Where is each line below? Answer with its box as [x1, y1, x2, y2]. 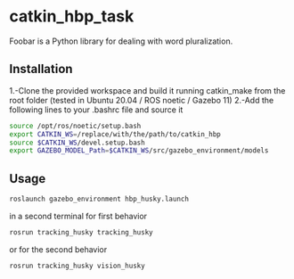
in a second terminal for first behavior [9, 210, 148, 221]
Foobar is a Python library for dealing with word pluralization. [9, 36, 233, 46]
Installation [9, 62, 73, 77]
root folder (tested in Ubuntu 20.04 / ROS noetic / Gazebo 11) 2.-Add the [9, 94, 274, 105]
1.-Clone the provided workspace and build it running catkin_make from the [9, 85, 286, 95]
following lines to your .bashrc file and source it [9, 104, 184, 115]
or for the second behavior [9, 243, 108, 255]
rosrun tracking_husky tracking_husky [9, 227, 153, 237]
